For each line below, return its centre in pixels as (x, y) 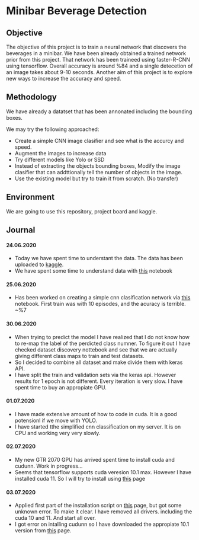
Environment (31, 197)
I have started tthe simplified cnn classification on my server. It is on (98, 426)
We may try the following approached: (53, 129)
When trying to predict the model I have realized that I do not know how (102, 337)
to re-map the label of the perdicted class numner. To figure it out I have (102, 343)
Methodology (32, 97)
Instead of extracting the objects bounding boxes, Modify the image (97, 166)
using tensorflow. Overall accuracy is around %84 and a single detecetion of (99, 66)
